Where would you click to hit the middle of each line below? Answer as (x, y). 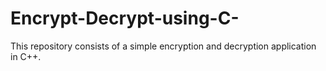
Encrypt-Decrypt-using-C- (125, 18)
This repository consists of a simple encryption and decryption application (163, 46)
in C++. (26, 56)
